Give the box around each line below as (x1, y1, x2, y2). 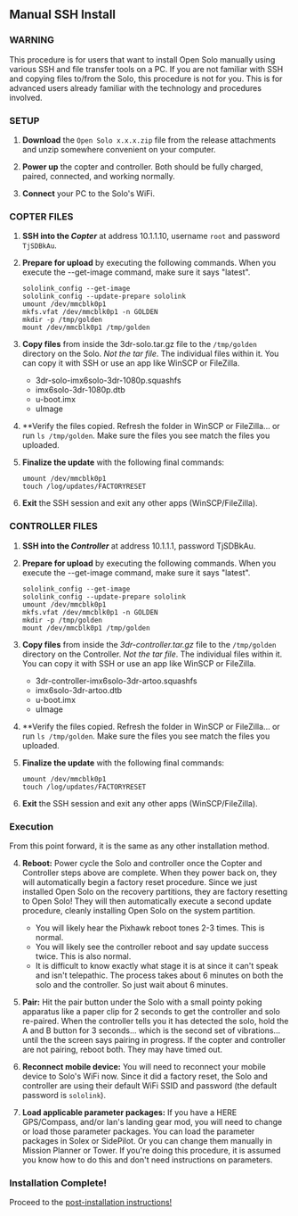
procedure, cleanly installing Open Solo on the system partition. (21, 905, 256, 915)
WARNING (9, 34, 55, 46)
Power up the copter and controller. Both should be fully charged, (21, 161, 263, 172)
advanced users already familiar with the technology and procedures (9, 82, 262, 93)
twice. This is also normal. (35, 950, 132, 962)
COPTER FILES (9, 210, 74, 222)
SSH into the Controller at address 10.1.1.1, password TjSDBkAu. (21, 540, 256, 551)
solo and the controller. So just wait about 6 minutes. (35, 979, 229, 989)
